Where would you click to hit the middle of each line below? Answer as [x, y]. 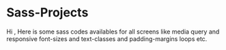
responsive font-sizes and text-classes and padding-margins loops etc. [107, 38]
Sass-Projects [47, 13]
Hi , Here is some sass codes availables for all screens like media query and [113, 32]
